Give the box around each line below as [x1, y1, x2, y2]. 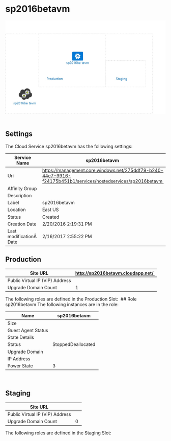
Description [7, 192, 32, 198]
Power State [7, 363, 33, 369]
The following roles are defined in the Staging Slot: [5, 430, 111, 436]
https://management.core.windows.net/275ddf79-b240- [42, 167, 164, 174]
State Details [7, 334, 34, 340]
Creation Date [7, 221, 37, 227]
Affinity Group [7, 185, 37, 192]
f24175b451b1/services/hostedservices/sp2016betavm [42, 178, 163, 184]
